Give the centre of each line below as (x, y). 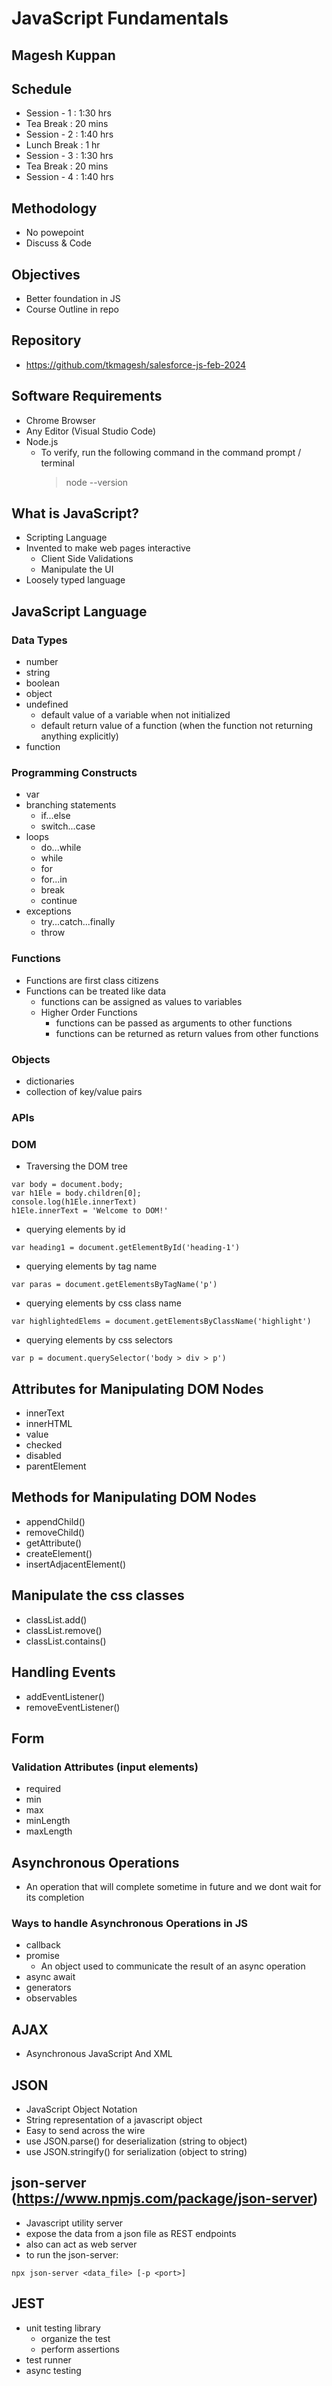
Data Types (39, 640)
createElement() (59, 1553)
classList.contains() (66, 1641)
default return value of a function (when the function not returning (177, 726)
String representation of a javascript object (114, 2119)
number (42, 662)
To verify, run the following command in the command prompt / (171, 452)
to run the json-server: (72, 2254)
